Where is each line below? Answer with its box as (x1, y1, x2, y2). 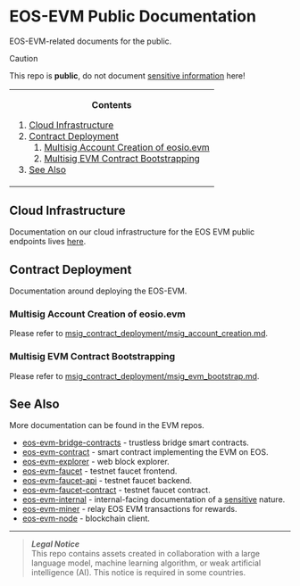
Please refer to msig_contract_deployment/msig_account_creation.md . (9, 328, 269, 339)
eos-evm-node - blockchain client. (21, 513, 150, 524)
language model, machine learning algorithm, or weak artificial (30, 557, 262, 568)
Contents (91, 99, 132, 111)
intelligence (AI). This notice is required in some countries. (30, 567, 246, 578)
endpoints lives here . (9, 236, 87, 247)
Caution (9, 53, 38, 63)
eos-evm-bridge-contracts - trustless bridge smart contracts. (21, 437, 250, 448)
